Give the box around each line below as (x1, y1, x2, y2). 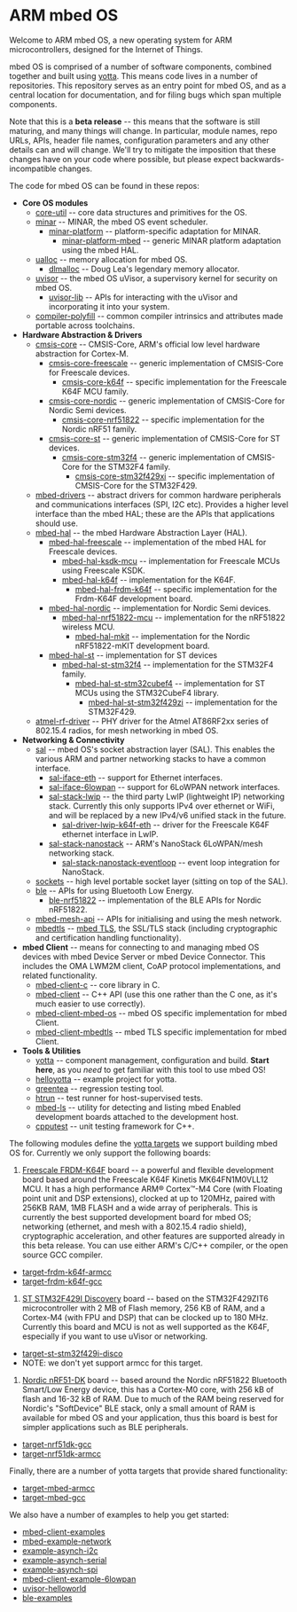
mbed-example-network (21, 1536, 112, 1546)
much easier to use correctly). (35, 998, 146, 1009)
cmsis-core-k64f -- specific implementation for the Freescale (61, 376, 287, 387)
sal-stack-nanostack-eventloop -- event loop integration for (61, 857, 280, 867)
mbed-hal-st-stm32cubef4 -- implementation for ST (74, 677, 266, 688)
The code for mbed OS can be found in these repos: (9, 180, 199, 191)
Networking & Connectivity (21, 734, 125, 745)
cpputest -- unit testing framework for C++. (35, 1121, 195, 1131)
